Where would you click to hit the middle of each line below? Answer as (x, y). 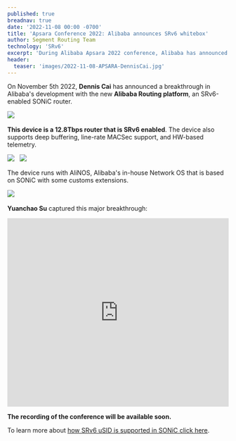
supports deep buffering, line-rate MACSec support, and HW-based (105, 137)
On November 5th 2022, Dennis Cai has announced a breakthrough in (109, 86)
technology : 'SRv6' (36, 46)
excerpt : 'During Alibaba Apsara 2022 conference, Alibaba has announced (118, 54)
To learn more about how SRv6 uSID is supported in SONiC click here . (109, 430)
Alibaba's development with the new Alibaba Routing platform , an (103, 94)
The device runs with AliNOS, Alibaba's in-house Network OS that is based (116, 173)
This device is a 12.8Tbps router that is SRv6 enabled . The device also (111, 129)
